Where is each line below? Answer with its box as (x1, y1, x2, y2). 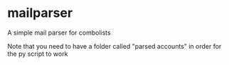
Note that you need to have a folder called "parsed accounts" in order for (7, 42, 222, 50)
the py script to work (7, 49, 68, 58)
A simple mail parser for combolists (7, 28, 112, 37)
